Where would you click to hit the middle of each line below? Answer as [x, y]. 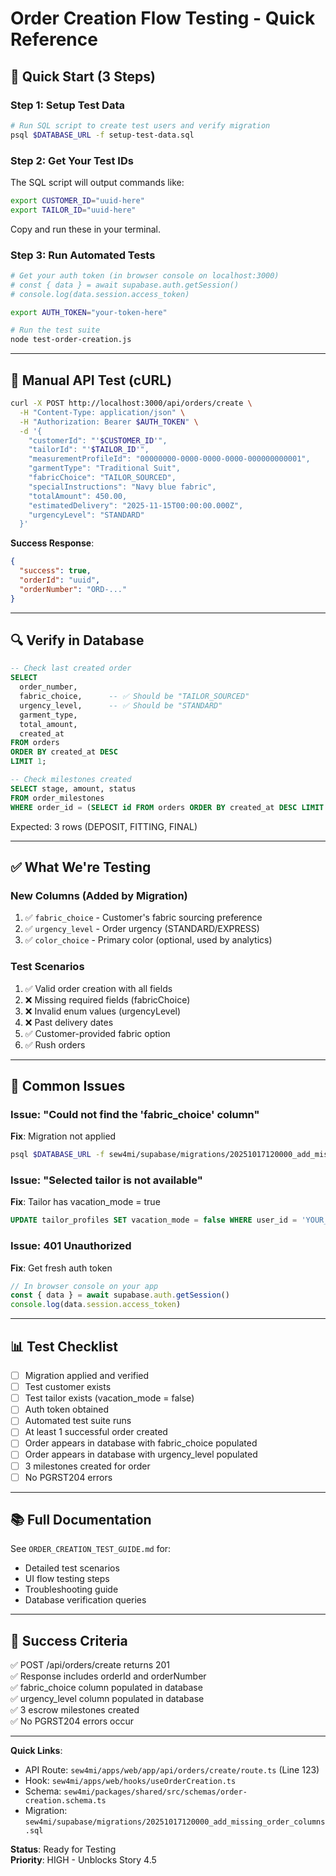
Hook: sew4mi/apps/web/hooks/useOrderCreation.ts [130, 1781]
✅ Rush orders [55, 1044]
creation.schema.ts [65, 1801]
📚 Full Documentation [81, 1520]
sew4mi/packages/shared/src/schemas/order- [155, 1792]
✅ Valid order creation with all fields [98, 988]
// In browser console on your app [84, 1286]
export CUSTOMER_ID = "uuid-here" [77, 200]
